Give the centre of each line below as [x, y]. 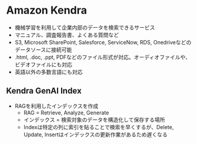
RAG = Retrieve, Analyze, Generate [66, 113]
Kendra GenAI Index [44, 91]
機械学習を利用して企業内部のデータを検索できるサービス [85, 27]
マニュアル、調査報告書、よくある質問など [67, 35]
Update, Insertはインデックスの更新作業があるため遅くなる [96, 135]
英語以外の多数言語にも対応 [49, 72]
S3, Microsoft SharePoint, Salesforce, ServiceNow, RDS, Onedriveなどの [103, 42]
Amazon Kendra [47, 10]
